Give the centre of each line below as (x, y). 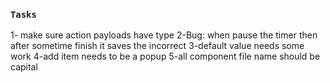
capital (24, 67)
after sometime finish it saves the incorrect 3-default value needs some (157, 46)
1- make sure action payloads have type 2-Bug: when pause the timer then (164, 35)
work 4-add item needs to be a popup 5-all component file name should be (165, 56)
